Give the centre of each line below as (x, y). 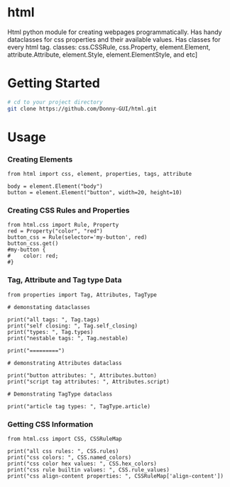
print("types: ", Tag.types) (50, 332)
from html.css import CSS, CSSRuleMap (65, 439)
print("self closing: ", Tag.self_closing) (73, 326)
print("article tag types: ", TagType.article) (79, 406)
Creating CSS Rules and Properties (69, 211)
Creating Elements (40, 159)
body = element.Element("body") (55, 186)
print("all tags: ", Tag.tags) (54, 320)
